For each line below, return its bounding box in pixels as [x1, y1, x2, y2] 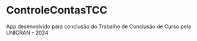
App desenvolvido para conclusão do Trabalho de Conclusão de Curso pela [6, 23, 192, 30]
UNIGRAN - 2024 [6, 29, 49, 36]
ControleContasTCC [6, 4, 108, 17]
